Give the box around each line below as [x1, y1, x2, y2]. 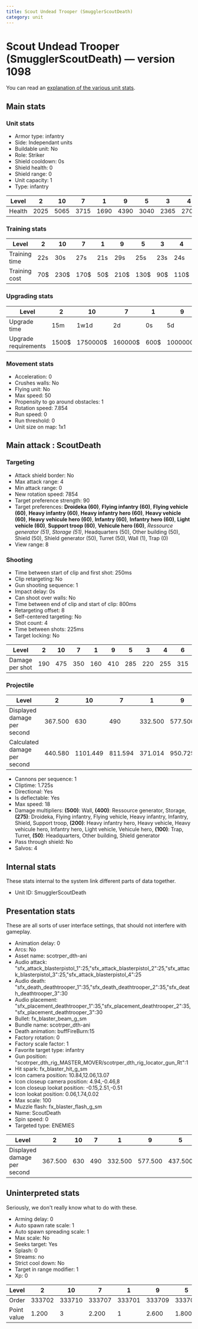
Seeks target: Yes [14, 1240, 58, 1247]
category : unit [6, 14, 44, 20]
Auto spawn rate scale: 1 [14, 1221, 75, 1228]
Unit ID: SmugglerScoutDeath [14, 889, 87, 896]
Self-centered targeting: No [14, 613, 82, 620]
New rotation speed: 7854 [14, 491, 78, 498]
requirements [9, 341, 46, 350]
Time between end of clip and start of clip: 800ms [14, 601, 137, 607]
